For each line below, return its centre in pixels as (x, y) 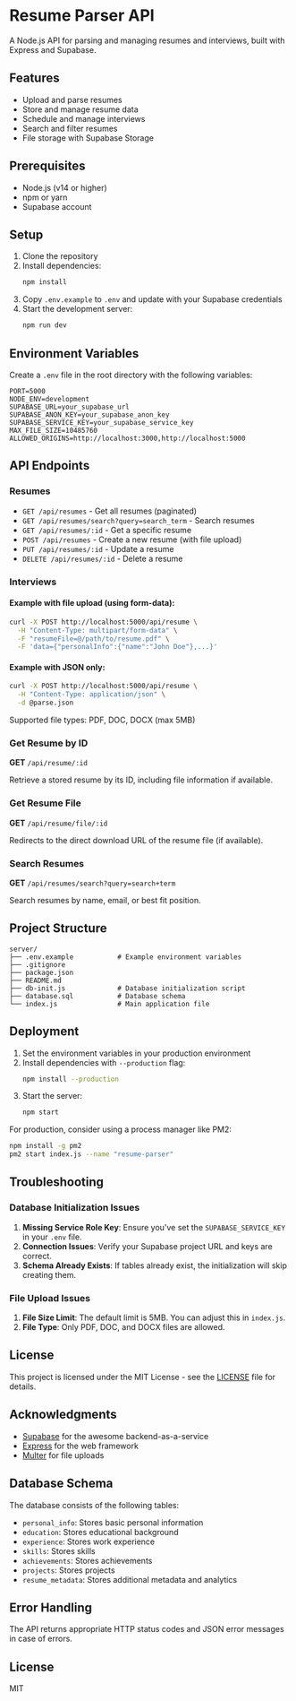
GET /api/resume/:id (48, 763)
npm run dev (44, 325)
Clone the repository (60, 256)
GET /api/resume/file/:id (59, 823)
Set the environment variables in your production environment (136, 1053)
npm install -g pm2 (46, 1146)
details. (23, 1386)
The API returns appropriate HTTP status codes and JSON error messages (147, 1629)
